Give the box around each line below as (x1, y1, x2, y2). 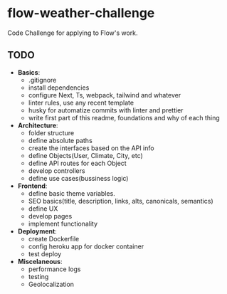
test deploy (28, 249, 62, 258)
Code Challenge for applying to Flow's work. (7, 28, 138, 37)
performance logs (28, 265, 81, 273)
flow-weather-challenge (7, 5, 155, 21)
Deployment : (17, 226, 57, 236)
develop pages (28, 211, 73, 220)
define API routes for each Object (28, 159, 127, 167)
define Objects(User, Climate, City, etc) (28, 151, 144, 159)
